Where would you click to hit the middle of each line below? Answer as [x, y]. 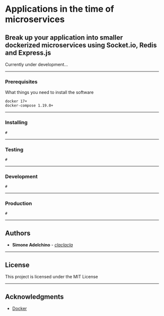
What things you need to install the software [50, 92]
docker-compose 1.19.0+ [29, 106]
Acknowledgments [35, 297]
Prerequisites [21, 82]
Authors [18, 233]
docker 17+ [16, 101]
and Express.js [28, 53]
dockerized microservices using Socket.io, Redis [81, 45]
